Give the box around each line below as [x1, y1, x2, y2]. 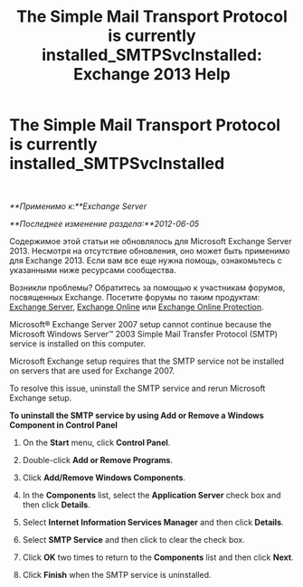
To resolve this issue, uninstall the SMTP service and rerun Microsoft [9, 383, 266, 393]
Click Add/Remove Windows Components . [22, 472, 186, 483]
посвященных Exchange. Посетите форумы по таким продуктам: [9, 291, 260, 302]
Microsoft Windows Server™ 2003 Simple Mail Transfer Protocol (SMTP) [9, 328, 279, 339]
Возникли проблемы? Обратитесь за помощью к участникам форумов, [9, 282, 286, 293]
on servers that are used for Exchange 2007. [9, 365, 175, 376]
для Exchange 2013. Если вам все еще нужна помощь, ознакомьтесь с [9, 255, 282, 266]
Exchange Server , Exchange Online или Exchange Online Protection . [9, 301, 264, 312]
